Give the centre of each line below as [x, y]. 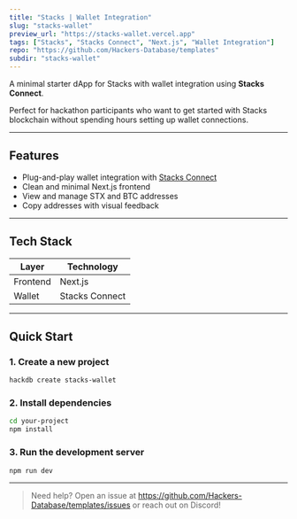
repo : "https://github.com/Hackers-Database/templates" [114, 50]
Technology [93, 267]
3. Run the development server [77, 453]
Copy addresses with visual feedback [90, 205]
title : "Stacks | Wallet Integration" [80, 17]
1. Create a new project [59, 361]
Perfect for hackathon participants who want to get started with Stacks [138, 110]
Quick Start [41, 337]
